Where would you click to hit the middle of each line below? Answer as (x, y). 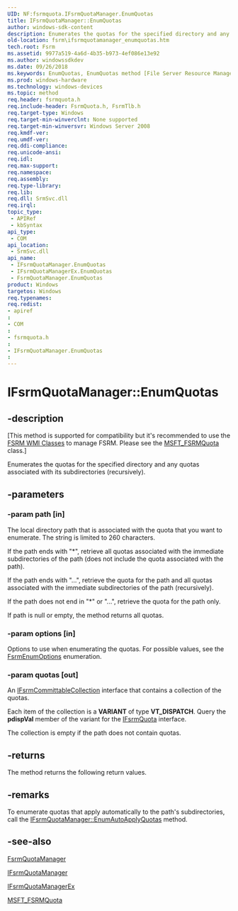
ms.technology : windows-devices (55, 87)
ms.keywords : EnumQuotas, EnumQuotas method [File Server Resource (109, 73)
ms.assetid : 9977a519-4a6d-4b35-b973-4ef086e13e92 (84, 54)
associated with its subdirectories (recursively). (76, 472)
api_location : (28, 245)
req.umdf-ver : (28, 139)
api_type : (22, 231)
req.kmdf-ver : (28, 133)
